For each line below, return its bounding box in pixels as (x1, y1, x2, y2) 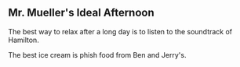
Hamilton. (8, 35, 39, 44)
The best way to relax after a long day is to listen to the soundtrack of (8, 26, 233, 36)
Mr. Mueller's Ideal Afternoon (8, 6, 155, 19)
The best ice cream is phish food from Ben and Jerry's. (8, 50, 187, 59)
